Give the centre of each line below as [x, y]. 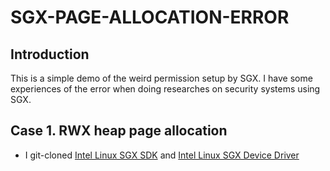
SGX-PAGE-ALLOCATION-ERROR [150, 17]
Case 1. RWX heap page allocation [119, 131]
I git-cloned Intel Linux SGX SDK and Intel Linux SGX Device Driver [162, 155]
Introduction [50, 54]
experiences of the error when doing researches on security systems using [165, 89]
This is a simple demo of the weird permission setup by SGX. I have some [161, 78]
